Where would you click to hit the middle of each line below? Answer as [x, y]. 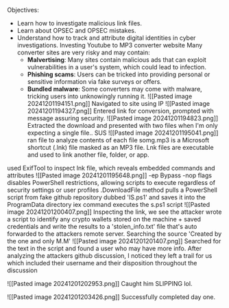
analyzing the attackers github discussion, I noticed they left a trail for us [110, 256]
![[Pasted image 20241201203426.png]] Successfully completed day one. [111, 297]
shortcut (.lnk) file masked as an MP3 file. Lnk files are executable [120, 147]
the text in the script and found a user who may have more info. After [105, 248]
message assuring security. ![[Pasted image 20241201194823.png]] [123, 118]
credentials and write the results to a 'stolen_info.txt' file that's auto [102, 227]
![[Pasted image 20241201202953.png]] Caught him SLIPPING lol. [100, 284]
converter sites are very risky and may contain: [83, 52]
